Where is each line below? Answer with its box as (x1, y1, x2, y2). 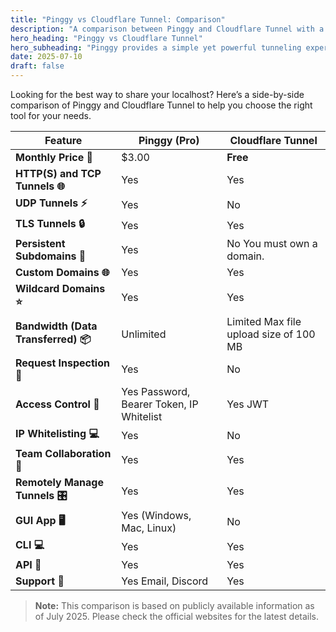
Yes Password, (121, 385, 191, 398)
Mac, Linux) (121, 521, 177, 535)
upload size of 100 (226, 327, 316, 341)
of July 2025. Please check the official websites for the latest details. (34, 611, 320, 622)
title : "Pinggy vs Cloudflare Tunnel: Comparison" (10, 14, 226, 25)
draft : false (10, 61, 65, 71)
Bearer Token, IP (121, 397, 199, 411)
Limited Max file (226, 315, 302, 328)
